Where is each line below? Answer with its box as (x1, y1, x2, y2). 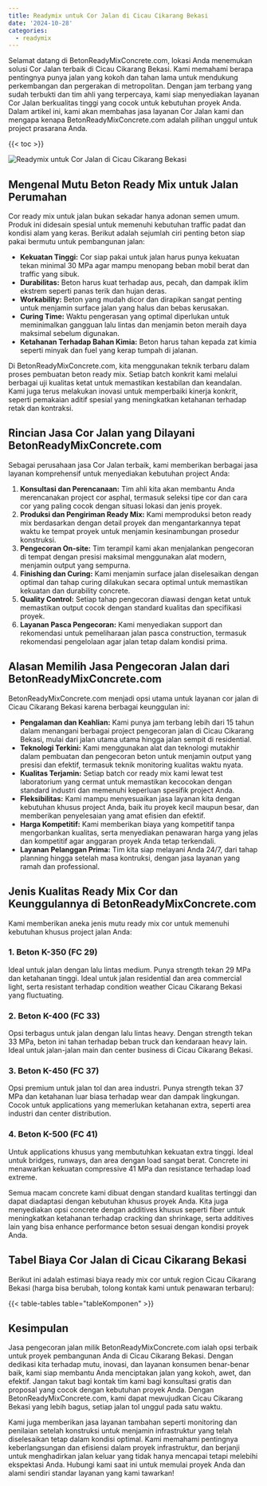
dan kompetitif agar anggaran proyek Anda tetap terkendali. (19, 836, 217, 846)
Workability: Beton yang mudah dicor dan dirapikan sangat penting (19, 294, 242, 304)
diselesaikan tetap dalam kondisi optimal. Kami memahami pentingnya (8, 1434, 238, 1445)
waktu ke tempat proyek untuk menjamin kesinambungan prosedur (19, 526, 240, 536)
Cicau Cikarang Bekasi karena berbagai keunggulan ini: (8, 702, 190, 711)
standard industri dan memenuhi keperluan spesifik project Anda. (19, 785, 235, 795)
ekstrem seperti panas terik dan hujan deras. (19, 287, 167, 296)
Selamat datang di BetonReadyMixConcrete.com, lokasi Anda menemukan (8, 56, 253, 65)
